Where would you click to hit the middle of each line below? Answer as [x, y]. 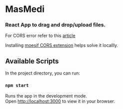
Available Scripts [32, 61]
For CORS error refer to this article [40, 35]
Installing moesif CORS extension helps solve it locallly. [62, 45]
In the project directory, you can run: [43, 73]
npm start [17, 85]
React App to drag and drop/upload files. [56, 25]
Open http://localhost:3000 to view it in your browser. [60, 101]
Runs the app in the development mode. [46, 95]
